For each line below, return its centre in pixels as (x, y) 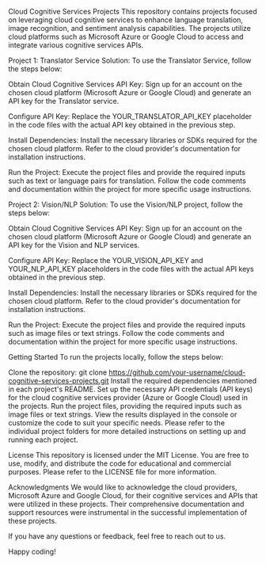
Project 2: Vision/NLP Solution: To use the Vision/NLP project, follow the (125, 204)
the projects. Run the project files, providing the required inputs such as (125, 406)
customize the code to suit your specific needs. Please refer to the (117, 423)
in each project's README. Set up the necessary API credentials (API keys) (131, 389)
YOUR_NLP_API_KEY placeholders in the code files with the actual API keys (131, 269)
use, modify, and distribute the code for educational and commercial (120, 463)
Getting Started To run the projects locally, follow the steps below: (116, 357)
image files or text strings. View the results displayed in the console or (123, 414)
